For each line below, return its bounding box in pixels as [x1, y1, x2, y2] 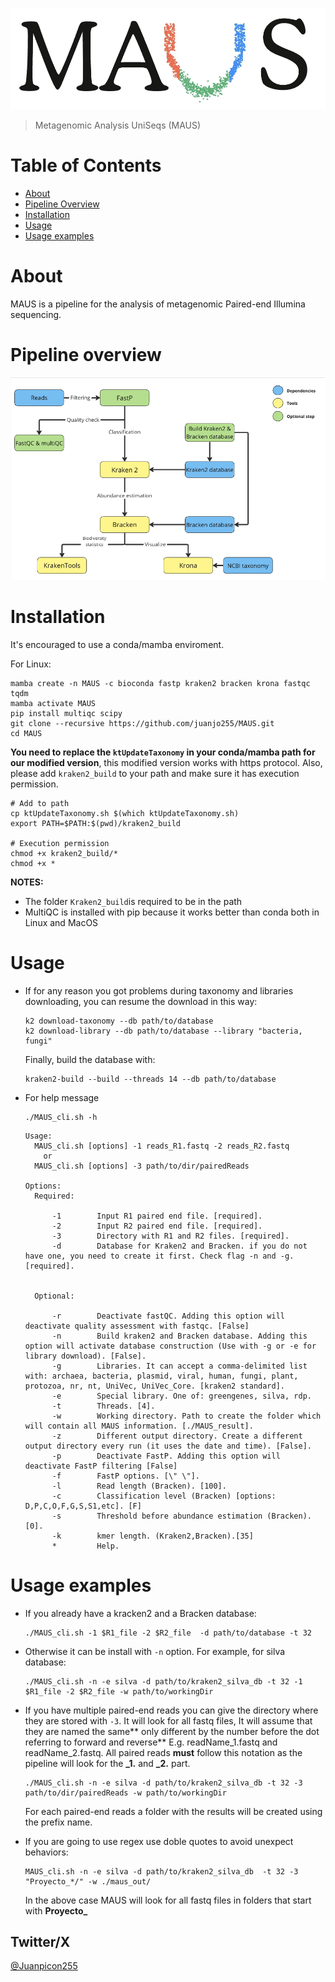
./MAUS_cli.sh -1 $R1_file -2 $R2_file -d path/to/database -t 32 [24, 1628, 312, 1638]
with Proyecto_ [24, 1904, 88, 1917]
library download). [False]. [24, 1351, 147, 1361]
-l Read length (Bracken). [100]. [51, 1481, 227, 1491]
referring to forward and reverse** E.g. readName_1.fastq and [24, 1736, 278, 1748]
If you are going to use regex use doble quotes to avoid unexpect [24, 1835, 294, 1847]
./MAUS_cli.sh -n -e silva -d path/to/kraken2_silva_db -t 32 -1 [24, 1676, 303, 1687]
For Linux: [10, 658, 52, 670]
